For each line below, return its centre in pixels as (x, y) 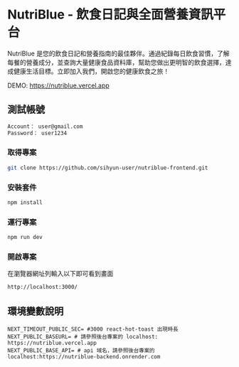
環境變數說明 (36, 311)
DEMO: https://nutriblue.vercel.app (59, 85)
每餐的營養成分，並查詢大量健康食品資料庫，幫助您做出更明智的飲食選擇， (116, 62)
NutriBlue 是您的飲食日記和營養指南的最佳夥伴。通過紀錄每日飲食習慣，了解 (118, 53)
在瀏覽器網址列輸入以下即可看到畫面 (60, 274)
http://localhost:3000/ (43, 287)
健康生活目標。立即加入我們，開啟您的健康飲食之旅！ (91, 71)
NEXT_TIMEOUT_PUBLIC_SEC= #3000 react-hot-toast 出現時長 (93, 329)
